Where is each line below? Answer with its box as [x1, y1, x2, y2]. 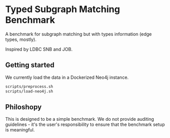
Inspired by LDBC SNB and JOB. [5, 46, 73, 52]
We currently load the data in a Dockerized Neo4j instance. [5, 74, 129, 80]
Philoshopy [5, 103, 42, 111]
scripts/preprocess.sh [5, 84, 53, 89]
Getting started [5, 61, 55, 69]
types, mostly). [5, 36, 37, 42]
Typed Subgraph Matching [5, 4, 120, 15]
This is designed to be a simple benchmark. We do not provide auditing [5, 116, 154, 122]
